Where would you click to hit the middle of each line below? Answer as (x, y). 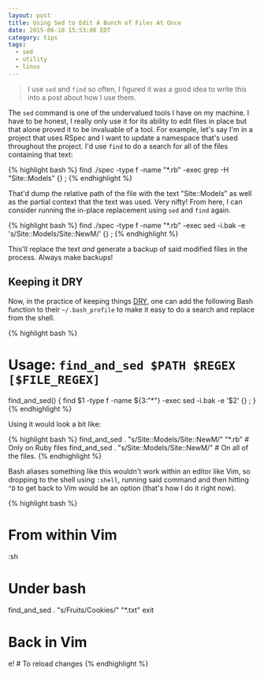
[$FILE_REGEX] (54, 380)
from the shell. (32, 318)
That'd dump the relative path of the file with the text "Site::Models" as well (130, 193)
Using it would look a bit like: (55, 424)
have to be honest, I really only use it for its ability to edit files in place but (127, 121)
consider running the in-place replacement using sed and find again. (119, 210)
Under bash (47, 588)
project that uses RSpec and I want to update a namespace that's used (123, 138)
